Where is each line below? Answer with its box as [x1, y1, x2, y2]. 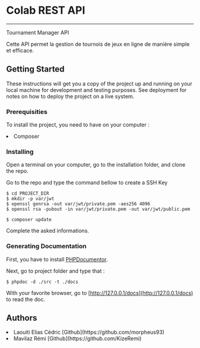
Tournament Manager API [6, 29, 70, 36]
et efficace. [6, 47, 35, 54]
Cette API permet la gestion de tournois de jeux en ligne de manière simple [6, 40, 190, 48]
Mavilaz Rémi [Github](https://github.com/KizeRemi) [14, 335, 142, 342]
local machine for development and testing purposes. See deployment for [6, 86, 187, 93]
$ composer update [6, 217, 52, 223]
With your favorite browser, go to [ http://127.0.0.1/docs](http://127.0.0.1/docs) [6, 289, 193, 296]
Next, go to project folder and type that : [6, 267, 105, 275]
